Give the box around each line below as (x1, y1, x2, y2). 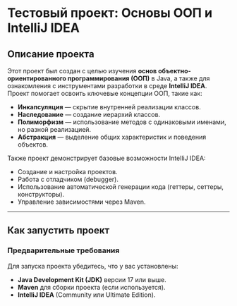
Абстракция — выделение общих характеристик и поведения (17, 133, 207, 141)
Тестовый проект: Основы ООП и (7, 5, 213, 21)
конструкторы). (17, 190, 65, 198)
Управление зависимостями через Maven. (17, 197, 146, 206)
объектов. (17, 140, 48, 149)
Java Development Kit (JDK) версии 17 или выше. (17, 275, 167, 283)
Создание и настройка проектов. (17, 168, 118, 176)
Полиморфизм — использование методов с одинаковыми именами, (17, 118, 227, 126)
